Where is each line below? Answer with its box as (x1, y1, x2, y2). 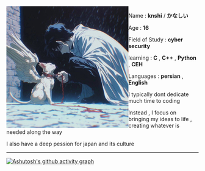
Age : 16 (128, 24, 149, 31)
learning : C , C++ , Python (128, 54, 196, 61)
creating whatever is (128, 122, 180, 129)
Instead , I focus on (128, 109, 177, 116)
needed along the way (6, 128, 63, 136)
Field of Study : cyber (128, 36, 183, 43)
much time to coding (128, 97, 181, 104)
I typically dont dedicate (128, 91, 189, 98)
